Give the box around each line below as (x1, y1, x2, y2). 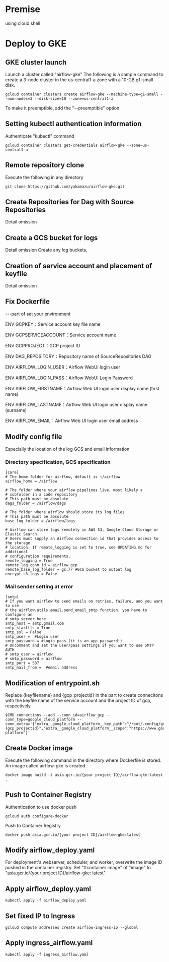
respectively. (5, 703, 32, 709)
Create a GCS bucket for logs (5, 233, 98, 242)
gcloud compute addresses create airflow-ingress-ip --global (5, 925, 138, 930)
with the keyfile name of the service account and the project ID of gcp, (5, 697, 152, 704)
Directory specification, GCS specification (5, 458, 111, 465)
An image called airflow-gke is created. (5, 762, 87, 768)
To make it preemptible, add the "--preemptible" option (5, 105, 120, 111)
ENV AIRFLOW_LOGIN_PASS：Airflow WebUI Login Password (5, 375, 133, 381)
